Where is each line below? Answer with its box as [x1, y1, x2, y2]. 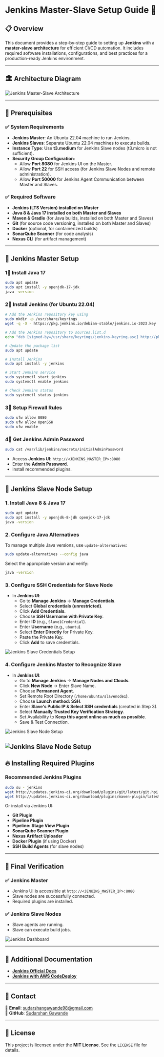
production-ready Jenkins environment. [5, 56, 85, 61]
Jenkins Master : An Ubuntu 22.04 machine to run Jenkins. [12, 134, 131, 141]
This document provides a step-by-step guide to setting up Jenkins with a [5, 40, 155, 45]
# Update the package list [5, 343, 60, 348]
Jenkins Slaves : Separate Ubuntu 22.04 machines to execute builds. [12, 140, 151, 146]
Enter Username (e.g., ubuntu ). [19, 624, 82, 630]
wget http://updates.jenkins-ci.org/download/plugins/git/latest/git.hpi [5, 789, 159, 795]
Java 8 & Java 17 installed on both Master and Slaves [12, 210, 122, 216]
